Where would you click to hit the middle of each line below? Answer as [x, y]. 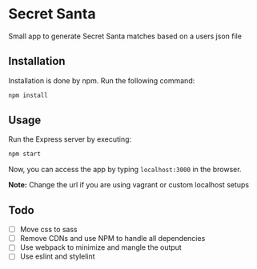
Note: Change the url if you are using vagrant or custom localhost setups [129, 185]
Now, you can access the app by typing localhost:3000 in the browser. [125, 170]
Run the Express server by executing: [70, 139]
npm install [28, 95]
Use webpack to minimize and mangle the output [100, 247]
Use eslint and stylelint [57, 256]
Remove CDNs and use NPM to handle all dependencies [112, 239]
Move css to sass [48, 230]
